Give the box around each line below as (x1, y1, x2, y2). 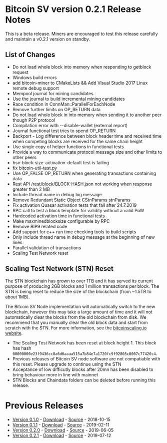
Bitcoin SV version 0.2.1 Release (5, 4, 141, 15)
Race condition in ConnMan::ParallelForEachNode (12, 101, 115, 107)
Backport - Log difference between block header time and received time (12, 133, 161, 139)
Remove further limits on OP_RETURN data (12, 106, 101, 112)
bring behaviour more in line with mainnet (12, 371, 98, 377)
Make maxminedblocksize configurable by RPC (12, 218, 110, 224)
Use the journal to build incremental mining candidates (12, 96, 125, 102)
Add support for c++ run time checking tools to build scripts (12, 229, 136, 235)
